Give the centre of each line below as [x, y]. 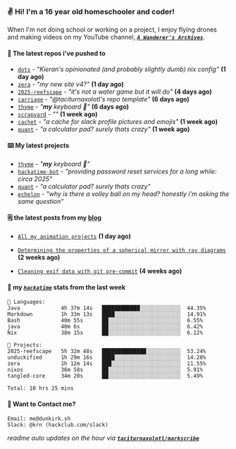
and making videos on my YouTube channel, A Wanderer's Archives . [106, 37]
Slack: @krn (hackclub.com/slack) [58, 425]
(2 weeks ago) [39, 257]
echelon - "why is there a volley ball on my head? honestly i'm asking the [123, 194]
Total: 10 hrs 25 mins [41, 388]
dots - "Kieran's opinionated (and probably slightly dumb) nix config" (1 [122, 69]
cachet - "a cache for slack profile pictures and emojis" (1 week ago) [118, 121]
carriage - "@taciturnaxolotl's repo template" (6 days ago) [103, 99]
